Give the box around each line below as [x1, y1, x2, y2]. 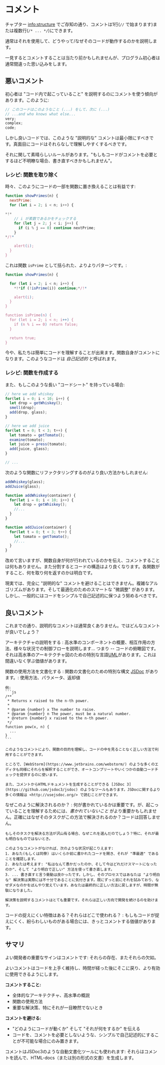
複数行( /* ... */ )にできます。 [13, 27, 75, 33]
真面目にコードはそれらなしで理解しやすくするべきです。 [13, 141, 130, 147]
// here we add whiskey [5, 391, 54, 396]
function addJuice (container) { [5, 525, 71, 530]
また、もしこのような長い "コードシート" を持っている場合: [5, 382, 125, 387]
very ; [5, 116, 16, 121]
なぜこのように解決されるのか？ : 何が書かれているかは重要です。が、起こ [5, 802, 155, 808]
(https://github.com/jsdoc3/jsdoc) [5, 787, 78, 792]
